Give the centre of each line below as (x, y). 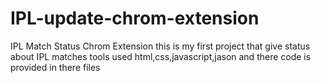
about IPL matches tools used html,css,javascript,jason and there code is (161, 56)
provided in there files (55, 67)
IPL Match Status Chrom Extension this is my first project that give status (160, 46)
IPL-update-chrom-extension (135, 18)
